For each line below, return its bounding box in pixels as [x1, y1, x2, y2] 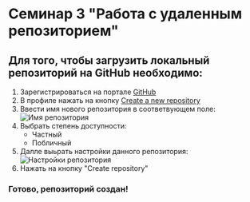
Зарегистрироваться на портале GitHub [19, 87, 157, 97]
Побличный [31, 138, 72, 148]
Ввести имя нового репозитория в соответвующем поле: [19, 105, 216, 113]
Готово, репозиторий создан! [8, 183, 129, 194]
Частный [31, 129, 62, 139]
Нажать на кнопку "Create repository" [19, 164, 149, 172]
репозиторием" [8, 22, 119, 40]
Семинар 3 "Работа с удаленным [8, 5, 242, 23]
